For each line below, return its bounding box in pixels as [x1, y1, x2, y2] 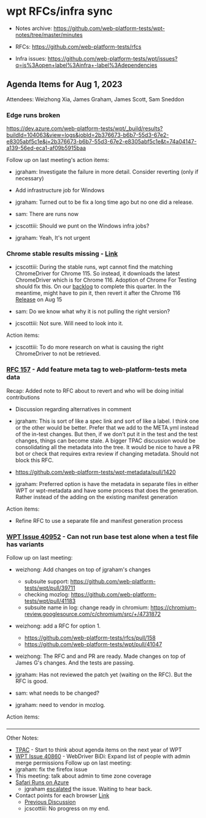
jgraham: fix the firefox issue [15, 765, 88, 773]
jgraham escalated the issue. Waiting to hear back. [24, 785, 153, 792]
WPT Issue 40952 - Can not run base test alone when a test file [6, 532, 199, 541]
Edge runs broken [6, 110, 60, 119]
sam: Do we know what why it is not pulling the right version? [15, 308, 170, 315]
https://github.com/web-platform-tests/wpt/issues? [48, 55, 178, 62]
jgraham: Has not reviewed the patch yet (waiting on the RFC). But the [15, 671, 193, 678]
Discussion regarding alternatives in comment [15, 405, 132, 412]
